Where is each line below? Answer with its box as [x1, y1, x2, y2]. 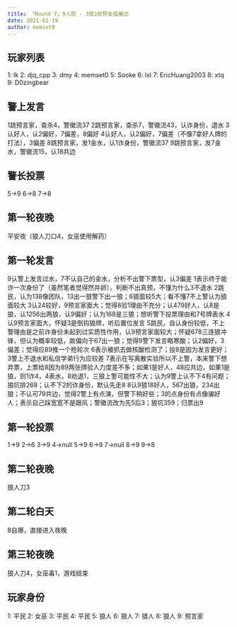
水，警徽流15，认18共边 [7, 147, 76, 156]
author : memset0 [7, 23, 55, 30]
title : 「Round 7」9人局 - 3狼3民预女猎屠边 [7, 10, 129, 18]
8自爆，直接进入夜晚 [7, 526, 67, 534]
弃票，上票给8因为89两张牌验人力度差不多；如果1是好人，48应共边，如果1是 [7, 363, 231, 372]
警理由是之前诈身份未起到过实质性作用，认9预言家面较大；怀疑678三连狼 [7, 327, 221, 337]
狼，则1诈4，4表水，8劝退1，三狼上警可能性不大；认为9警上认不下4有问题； [7, 372, 231, 380]
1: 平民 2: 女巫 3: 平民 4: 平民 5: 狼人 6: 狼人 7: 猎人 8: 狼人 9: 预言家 [7, 611, 204, 620]
